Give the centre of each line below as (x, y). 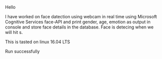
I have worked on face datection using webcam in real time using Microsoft (81, 16)
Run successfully (23, 51)
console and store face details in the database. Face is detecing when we (79, 27)
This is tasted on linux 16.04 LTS (38, 42)
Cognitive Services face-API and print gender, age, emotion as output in (78, 22)
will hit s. (14, 32)
